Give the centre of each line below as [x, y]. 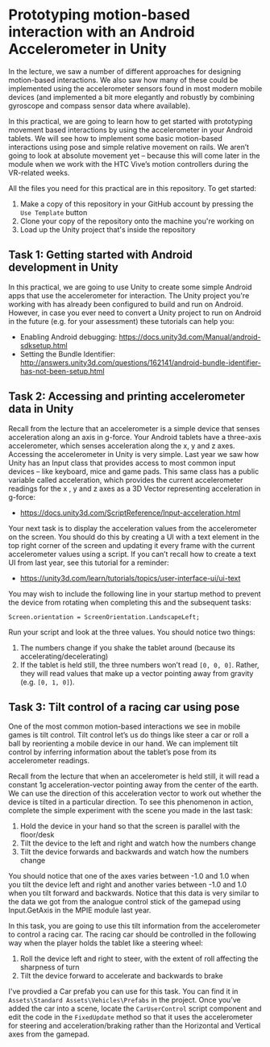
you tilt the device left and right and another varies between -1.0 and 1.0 [128, 885]
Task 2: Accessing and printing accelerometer [127, 397]
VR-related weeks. [39, 172]
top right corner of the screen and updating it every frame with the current [132, 545]
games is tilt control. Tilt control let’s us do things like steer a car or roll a [129, 735]
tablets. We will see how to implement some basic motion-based [116, 138]
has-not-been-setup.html [62, 371]
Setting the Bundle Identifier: [67, 354]
